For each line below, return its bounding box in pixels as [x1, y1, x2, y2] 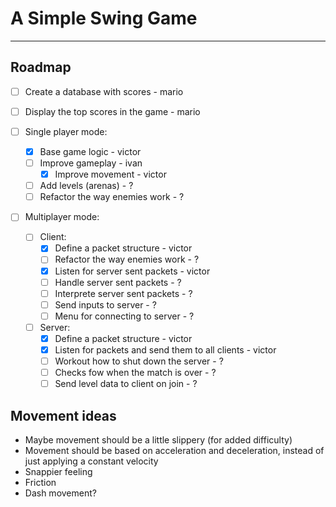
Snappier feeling [24, 466, 93, 477]
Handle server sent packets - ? [54, 276, 182, 288]
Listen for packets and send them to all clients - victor [54, 343, 277, 356]
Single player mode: [24, 125, 108, 137]
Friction [24, 477, 57, 488]
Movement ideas [10, 407, 117, 424]
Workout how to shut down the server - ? [54, 355, 224, 367]
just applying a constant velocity [24, 455, 159, 467]
